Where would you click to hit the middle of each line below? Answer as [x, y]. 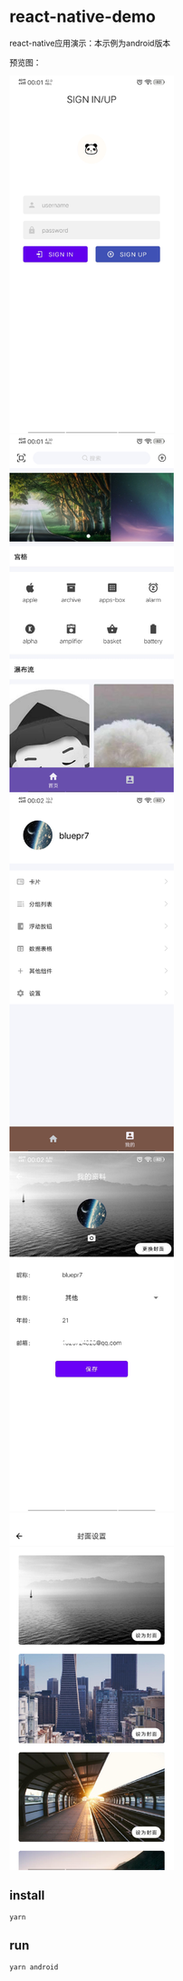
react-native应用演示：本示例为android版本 [90, 43]
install [27, 1896]
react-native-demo [82, 17]
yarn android [34, 1967]
